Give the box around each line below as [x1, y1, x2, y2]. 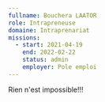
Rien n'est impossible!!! [8, 85, 84, 94]
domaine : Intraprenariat [8, 26, 90, 34]
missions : [8, 33, 41, 42]
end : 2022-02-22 [22, 48, 77, 56]
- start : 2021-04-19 [15, 41, 83, 49]
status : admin [22, 56, 69, 64]
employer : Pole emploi [22, 63, 97, 71]
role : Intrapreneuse [8, 19, 77, 27]
